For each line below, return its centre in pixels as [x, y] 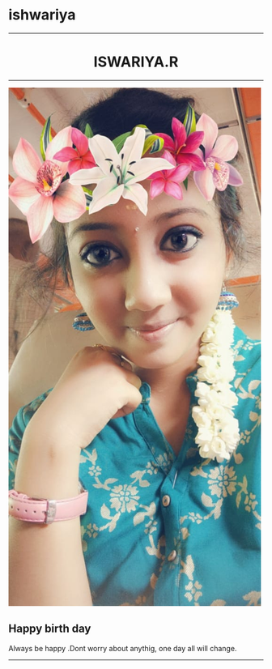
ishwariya [42, 15]
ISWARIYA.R [136, 62]
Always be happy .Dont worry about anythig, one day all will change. [123, 648]
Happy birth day [50, 629]
